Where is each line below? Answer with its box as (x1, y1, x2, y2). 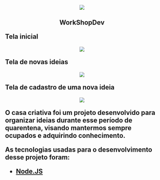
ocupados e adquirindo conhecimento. (5, 132, 126, 140)
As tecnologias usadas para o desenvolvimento (5, 146, 153, 154)
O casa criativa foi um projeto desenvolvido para (5, 109, 156, 117)
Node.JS (16, 167, 43, 176)
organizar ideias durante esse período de (5, 116, 133, 125)
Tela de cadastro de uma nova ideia (5, 83, 115, 91)
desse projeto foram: (5, 153, 70, 161)
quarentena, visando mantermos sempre (5, 124, 132, 132)
